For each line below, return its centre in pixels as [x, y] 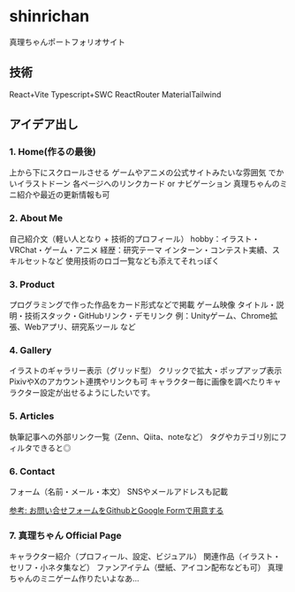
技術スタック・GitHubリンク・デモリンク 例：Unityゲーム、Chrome [147, 316]
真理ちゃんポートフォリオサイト [67, 42]
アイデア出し [44, 124]
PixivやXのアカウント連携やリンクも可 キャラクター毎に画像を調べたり [138, 381]
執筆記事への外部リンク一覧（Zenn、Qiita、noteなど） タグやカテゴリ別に [144, 436]
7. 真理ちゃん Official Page [65, 535]
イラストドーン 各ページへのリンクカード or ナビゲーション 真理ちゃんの [148, 184]
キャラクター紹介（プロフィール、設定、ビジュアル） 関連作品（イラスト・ [145, 557]
